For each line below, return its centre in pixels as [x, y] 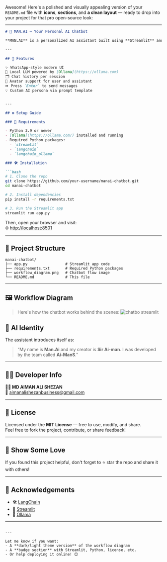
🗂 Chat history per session [35, 77]
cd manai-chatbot [23, 186]
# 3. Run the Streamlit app [34, 208]
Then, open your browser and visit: [41, 222]
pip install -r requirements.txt [40, 199]
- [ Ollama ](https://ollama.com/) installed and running [64, 136]
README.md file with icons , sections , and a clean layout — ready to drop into [83, 12]
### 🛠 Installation [26, 163]
